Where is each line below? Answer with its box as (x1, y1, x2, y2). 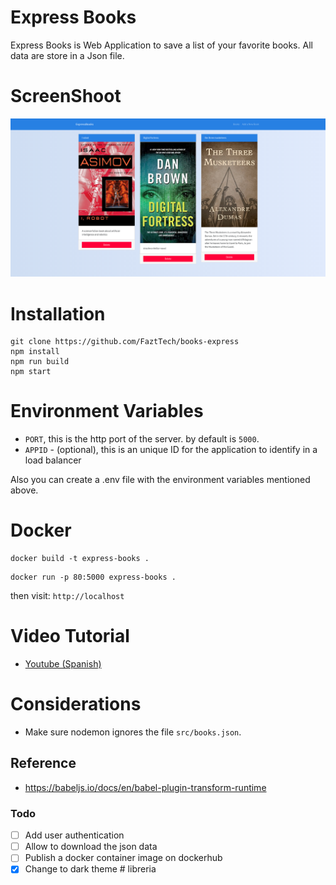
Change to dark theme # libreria (24, 863, 157, 875)
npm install (10, 347, 60, 357)
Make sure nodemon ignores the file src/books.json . (24, 726, 242, 738)
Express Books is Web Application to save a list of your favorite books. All (10, 39, 313, 51)
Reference (10, 755, 77, 772)
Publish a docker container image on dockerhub (24, 852, 223, 864)
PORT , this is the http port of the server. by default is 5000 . (24, 433, 260, 445)
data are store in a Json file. (10, 49, 125, 61)
